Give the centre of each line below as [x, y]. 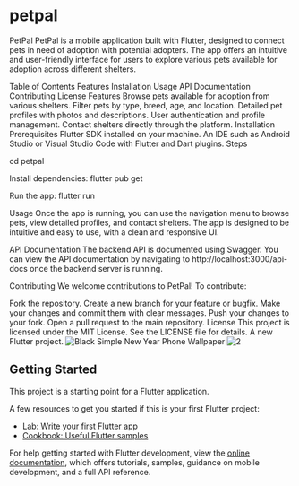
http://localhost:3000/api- [240, 259]
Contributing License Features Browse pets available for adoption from [140, 96]
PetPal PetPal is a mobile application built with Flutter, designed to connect [147, 40]
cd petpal [27, 161]
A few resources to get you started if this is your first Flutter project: [134, 408]
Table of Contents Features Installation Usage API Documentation [130, 86]
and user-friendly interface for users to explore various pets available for [143, 59]
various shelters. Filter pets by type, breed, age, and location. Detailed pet [146, 105]
